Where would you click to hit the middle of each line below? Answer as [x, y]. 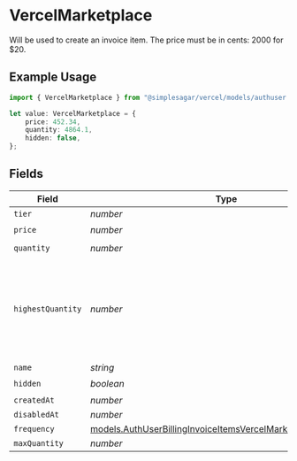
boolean [107, 384]
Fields [27, 174]
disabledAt [36, 414]
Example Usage [53, 77]
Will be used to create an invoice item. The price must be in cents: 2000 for [146, 40]
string [102, 367]
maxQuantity [39, 443]
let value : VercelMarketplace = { [73, 113]
